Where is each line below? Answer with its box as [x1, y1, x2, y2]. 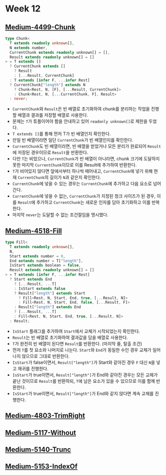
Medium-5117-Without [5, 428, 76, 437]
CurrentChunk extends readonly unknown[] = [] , [9, 50, 110, 55]
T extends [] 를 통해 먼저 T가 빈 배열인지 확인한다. [12, 131, 111, 137]
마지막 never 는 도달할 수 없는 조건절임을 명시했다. [12, 212, 108, 218]
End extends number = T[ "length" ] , [9, 258, 83, 263]
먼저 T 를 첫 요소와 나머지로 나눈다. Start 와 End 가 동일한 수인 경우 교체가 [12, 347, 152, 353]
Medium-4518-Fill [5, 226, 62, 235]
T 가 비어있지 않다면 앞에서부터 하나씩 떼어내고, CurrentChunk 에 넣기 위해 [12, 168, 153, 174]
